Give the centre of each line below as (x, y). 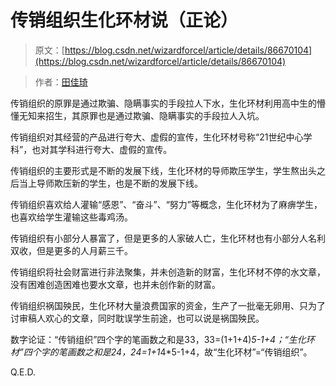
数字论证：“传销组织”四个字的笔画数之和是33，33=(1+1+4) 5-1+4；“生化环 (162, 339)
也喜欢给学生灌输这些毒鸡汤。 (71, 217)
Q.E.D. (23, 372)
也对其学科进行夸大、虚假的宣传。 (102, 149)
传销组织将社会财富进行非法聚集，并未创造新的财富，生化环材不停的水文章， (168, 272)
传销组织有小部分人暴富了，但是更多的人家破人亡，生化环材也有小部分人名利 (168, 238)
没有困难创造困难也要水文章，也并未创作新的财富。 (115, 284)
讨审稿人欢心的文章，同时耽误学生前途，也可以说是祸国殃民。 (137, 318)
